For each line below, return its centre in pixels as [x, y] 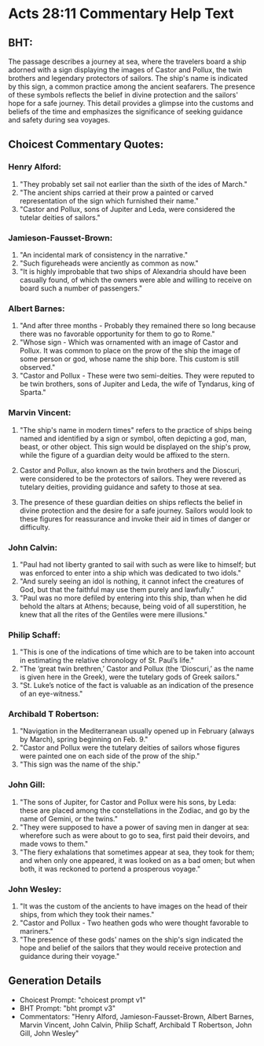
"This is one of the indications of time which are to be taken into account [137, 652]
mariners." [36, 931]
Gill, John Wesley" [49, 1033]
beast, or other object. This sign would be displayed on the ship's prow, [135, 446]
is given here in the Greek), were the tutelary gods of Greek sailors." [129, 677]
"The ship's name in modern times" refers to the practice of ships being [136, 430]
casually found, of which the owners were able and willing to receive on [136, 280]
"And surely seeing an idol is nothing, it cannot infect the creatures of [132, 581]
